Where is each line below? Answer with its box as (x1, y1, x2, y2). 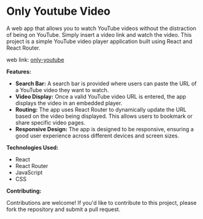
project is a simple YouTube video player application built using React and (6, 37, 193, 45)
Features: (6, 67, 32, 75)
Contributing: (6, 187, 42, 194)
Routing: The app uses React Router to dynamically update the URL (15, 106, 187, 113)
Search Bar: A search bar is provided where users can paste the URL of (15, 80, 197, 87)
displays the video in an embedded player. (15, 99, 123, 107)
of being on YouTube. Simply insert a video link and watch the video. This (6, 31, 192, 38)
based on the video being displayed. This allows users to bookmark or (15, 112, 193, 120)
